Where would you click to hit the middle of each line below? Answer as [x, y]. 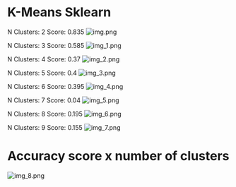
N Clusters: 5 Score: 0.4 [42, 73]
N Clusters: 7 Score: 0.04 [44, 100]
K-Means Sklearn [59, 12]
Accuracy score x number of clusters [118, 156]
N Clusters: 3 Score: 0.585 [46, 45]
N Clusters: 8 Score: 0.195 [45, 114]
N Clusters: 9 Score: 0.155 [45, 127]
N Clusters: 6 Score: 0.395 [46, 86]
